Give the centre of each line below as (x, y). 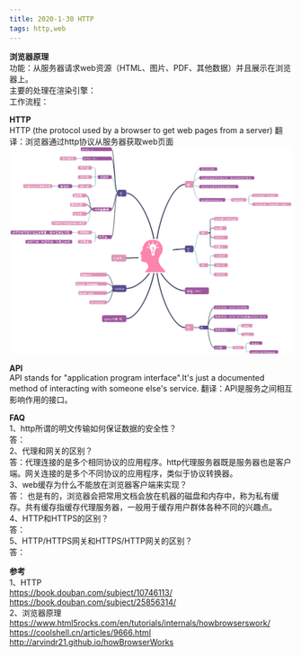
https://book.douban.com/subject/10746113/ (91, 593)
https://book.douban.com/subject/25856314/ (93, 602)
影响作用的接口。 (41, 400)
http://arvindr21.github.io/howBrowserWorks (92, 643)
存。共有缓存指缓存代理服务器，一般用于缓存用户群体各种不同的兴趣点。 (143, 508)
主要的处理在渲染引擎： (53, 90)
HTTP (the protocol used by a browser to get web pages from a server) (141, 130)
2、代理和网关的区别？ (51, 451)
